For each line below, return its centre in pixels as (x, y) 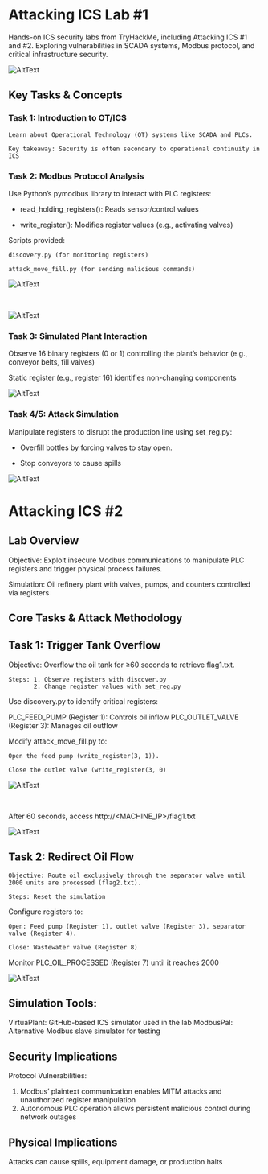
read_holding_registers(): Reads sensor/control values (109, 209)
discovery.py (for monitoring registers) (79, 255)
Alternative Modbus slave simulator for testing (84, 1031)
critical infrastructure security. (58, 54)
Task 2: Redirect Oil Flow (71, 857)
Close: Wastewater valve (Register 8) (73, 947)
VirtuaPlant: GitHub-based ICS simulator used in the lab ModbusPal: (121, 1023)
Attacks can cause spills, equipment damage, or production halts (116, 1161)
